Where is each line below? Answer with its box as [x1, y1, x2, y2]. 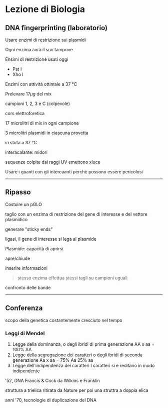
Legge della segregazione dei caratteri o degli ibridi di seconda [12, 352, 142, 358]
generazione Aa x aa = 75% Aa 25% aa [12, 357, 93, 363]
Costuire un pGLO [5, 201, 42, 207]
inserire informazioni [5, 265, 47, 271]
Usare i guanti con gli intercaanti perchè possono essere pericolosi [5, 169, 143, 174]
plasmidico [5, 216, 28, 222]
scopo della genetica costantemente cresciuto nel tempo [5, 317, 122, 323]
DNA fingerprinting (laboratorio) [5, 24, 107, 32]
